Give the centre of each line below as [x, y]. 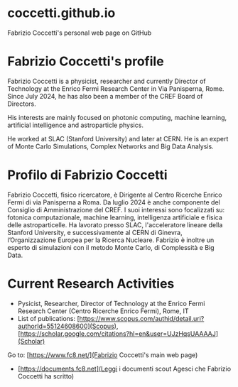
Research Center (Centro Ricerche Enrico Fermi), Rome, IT [103, 311]
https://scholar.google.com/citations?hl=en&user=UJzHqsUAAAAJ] [119, 333]
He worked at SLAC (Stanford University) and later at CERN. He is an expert [118, 138]
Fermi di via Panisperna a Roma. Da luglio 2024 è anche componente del [114, 202]
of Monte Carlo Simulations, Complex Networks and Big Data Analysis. [111, 146]
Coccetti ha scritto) [46, 376]
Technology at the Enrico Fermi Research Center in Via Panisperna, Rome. [116, 88]
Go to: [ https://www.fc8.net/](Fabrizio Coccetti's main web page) [103, 355]
